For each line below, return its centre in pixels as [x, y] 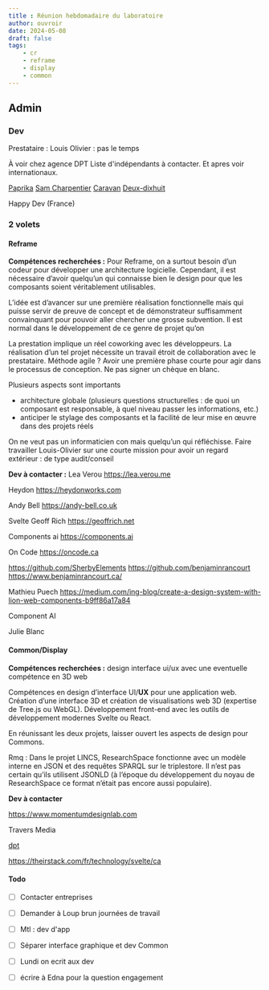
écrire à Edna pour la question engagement [92, 978]
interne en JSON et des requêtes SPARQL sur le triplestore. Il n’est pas [124, 766]
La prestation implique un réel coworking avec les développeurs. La [120, 344]
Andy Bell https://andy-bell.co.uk [63, 505]
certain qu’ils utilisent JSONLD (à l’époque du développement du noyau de [132, 774]
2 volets [24, 224]
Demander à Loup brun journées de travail [90, 913]
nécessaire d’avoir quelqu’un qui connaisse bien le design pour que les [126, 279]
